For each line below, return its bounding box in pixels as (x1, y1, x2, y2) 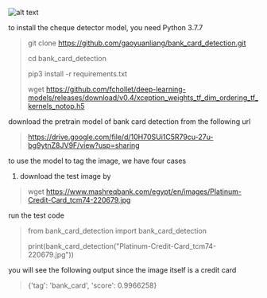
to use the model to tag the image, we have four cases (8, 156, 187, 165)
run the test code (8, 211, 65, 220)
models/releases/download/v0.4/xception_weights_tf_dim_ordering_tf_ (27, 93, 259, 103)
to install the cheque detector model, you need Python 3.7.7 (8, 23, 203, 32)
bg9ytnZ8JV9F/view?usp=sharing (27, 141, 141, 150)
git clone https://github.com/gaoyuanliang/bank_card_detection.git (27, 38, 246, 48)
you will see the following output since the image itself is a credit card (8, 265, 237, 274)
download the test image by (19, 172, 111, 180)
